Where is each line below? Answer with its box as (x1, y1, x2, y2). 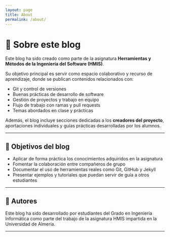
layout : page (5, 7, 33, 13)
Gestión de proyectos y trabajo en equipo (12, 97, 100, 103)
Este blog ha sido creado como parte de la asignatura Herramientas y (5, 55, 151, 61)
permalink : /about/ (5, 17, 47, 22)
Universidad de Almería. (5, 221, 56, 227)
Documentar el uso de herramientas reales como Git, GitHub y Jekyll (12, 166, 156, 173)
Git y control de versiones (12, 86, 67, 92)
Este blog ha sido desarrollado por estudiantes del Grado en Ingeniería (5, 210, 153, 216)
